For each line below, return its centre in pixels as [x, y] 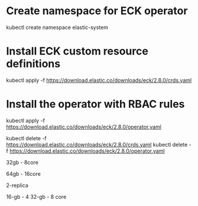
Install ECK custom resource [77, 51]
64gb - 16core [24, 173]
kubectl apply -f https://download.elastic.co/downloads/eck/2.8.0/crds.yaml [99, 80]
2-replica [17, 185]
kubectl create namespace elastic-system [57, 27]
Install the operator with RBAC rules [95, 104]
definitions [33, 64]
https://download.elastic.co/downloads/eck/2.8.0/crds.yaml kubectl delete [97, 144]
